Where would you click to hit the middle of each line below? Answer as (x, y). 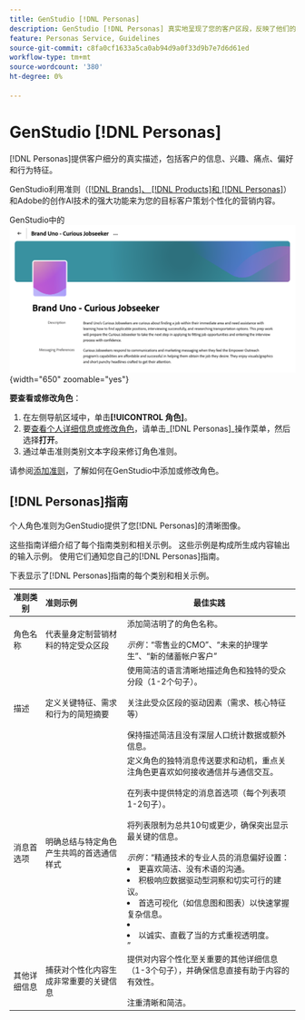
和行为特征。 (33, 170)
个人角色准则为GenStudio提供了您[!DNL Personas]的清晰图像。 (128, 525)
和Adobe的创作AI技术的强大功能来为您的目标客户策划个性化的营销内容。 (145, 201)
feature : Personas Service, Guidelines (85, 38)
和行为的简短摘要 (77, 713)
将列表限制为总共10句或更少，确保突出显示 (207, 825)
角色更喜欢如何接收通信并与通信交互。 (207, 772)
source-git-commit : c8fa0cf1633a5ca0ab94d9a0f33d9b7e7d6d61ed (129, 48)
